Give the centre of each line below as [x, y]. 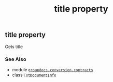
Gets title [14, 47]
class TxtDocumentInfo [34, 75]
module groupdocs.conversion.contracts [52, 69]
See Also [16, 59]
